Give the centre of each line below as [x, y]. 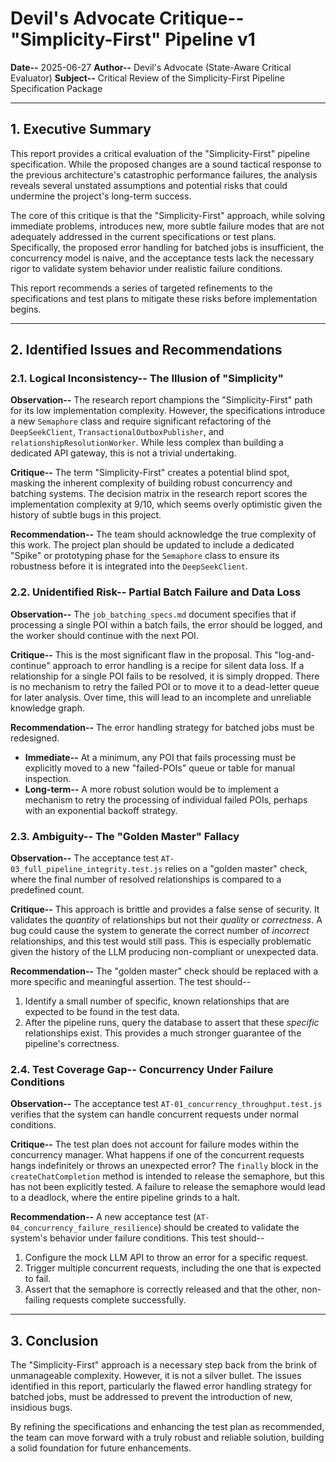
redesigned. [35, 738]
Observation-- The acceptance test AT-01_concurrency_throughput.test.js [166, 1104]
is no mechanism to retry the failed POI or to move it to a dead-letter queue [165, 686]
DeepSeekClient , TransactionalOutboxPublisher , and [117, 432]
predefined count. [47, 890]
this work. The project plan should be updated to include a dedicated [152, 545]
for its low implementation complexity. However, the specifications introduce [168, 411]
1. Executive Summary [81, 129]
